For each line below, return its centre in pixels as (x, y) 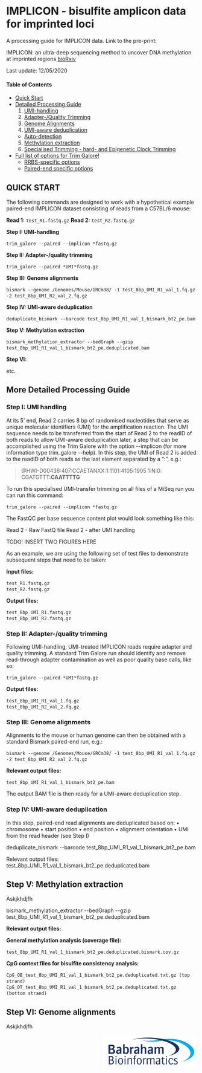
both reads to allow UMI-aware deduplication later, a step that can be (92, 439)
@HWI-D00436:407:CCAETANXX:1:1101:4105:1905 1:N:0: (91, 470)
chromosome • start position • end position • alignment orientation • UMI (97, 829)
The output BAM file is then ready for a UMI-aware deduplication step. (93, 794)
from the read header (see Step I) (48, 835)
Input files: (20, 571)
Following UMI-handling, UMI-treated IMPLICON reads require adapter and (99, 647)
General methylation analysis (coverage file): (64, 941)
